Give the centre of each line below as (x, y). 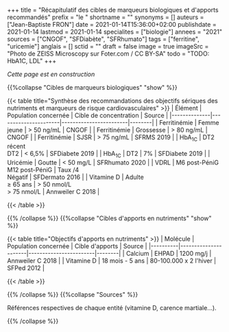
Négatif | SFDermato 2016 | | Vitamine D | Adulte (75, 177)
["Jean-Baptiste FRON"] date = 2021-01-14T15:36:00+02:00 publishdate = (112, 24)
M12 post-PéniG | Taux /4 (43, 169)
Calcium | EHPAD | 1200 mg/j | (169, 253)
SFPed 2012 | (26, 268)
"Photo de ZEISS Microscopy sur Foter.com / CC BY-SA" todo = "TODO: (108, 54)
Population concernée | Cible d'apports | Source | (77, 246)
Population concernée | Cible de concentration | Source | (88, 115)
